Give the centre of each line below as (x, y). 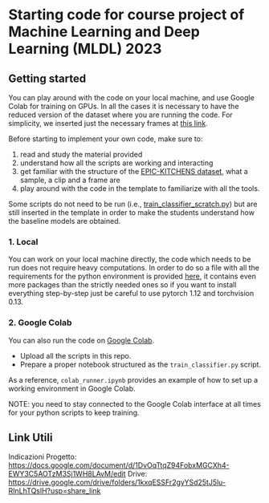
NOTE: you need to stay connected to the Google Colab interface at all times (134, 404)
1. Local (23, 241)
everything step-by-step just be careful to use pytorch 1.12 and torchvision (131, 294)
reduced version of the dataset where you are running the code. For (120, 115)
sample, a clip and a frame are (70, 180)
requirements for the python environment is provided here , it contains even (132, 276)
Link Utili (31, 438)
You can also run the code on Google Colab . (82, 340)
